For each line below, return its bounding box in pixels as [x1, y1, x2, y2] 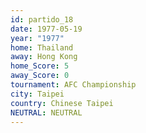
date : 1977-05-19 [10, 24, 83, 34]
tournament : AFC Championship [10, 80, 137, 90]
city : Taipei [10, 89, 65, 99]
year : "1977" [10, 33, 65, 43]
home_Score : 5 [10, 61, 70, 71]
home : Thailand [10, 42, 74, 53]
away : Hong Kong [10, 52, 78, 62]
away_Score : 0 [10, 71, 70, 81]
